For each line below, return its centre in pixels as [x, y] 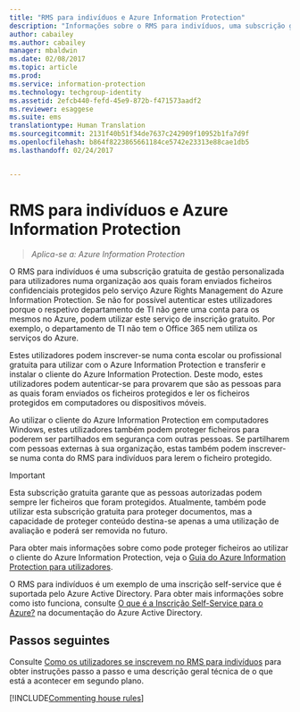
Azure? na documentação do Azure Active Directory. [106, 612]
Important [27, 475]
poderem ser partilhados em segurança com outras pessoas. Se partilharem [150, 439]
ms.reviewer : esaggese [51, 109]
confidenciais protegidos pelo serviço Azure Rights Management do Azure [146, 290]
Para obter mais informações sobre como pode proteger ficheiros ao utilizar [149, 548]
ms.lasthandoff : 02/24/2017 [62, 150]
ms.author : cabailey [48, 42]
